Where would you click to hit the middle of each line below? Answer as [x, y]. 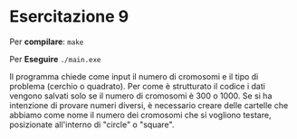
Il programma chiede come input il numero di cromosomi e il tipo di [134, 76]
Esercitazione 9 [69, 17]
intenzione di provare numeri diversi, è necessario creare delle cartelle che [149, 105]
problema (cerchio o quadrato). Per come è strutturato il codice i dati [137, 86]
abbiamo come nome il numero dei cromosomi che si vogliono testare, [140, 115]
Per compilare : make [47, 42]
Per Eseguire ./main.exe [55, 59]
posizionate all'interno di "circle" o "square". [92, 125]
